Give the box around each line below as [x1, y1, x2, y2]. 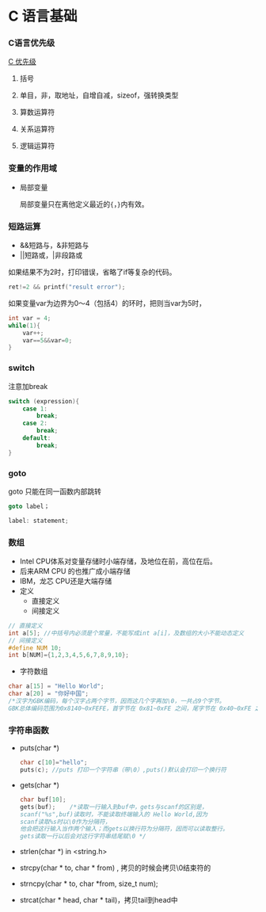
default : [22, 434, 51, 442]
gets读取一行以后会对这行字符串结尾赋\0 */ [19, 833, 146, 841]
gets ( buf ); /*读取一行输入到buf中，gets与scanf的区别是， [19, 803, 208, 811]
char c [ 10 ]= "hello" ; [19, 758, 88, 767]
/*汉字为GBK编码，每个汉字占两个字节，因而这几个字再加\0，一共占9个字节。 [8, 697, 226, 705]
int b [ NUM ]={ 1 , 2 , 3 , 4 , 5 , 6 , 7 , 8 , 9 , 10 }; [8, 651, 129, 659]
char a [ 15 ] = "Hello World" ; [8, 682, 104, 690]
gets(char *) [19, 780, 59, 789]
